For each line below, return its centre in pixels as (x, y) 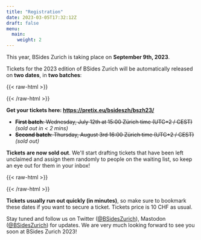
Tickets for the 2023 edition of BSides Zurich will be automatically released (100, 69)
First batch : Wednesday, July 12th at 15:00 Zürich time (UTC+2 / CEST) (104, 122)
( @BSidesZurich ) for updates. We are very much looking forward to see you (101, 225)
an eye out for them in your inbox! (48, 166)
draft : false (23, 23)
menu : (13, 29)
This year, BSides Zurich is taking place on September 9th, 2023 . (88, 57)
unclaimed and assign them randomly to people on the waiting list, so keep (99, 159)
